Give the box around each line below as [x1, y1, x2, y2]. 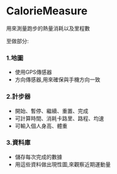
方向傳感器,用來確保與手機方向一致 [14, 76, 100, 83]
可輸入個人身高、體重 [14, 122, 67, 129]
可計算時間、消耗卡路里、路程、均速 [14, 115, 104, 122]
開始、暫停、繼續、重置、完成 [14, 107, 88, 114]
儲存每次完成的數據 [14, 153, 63, 160]
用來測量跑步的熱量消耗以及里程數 [6, 25, 90, 32]
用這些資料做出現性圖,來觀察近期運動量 [14, 160, 111, 168]
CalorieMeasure [6, 4, 88, 18]
